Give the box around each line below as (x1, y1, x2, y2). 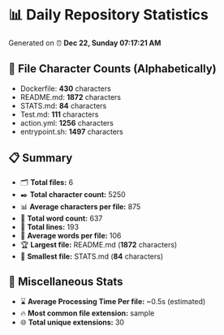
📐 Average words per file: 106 (19, 230, 122, 240)
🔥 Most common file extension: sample (19, 308, 155, 318)
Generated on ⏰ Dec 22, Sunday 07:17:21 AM (8, 37, 162, 48)
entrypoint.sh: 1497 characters (19, 127, 124, 136)
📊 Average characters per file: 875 (19, 201, 141, 211)
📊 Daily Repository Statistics (8, 6, 209, 24)
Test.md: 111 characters (19, 110, 99, 119)
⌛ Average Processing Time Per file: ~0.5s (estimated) (19, 297, 206, 307)
